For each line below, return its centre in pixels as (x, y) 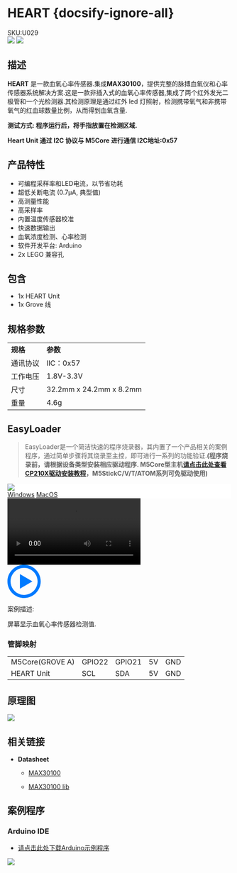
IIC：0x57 (64, 363)
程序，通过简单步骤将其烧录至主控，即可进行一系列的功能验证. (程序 (123, 456)
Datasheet (33, 759)
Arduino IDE (28, 831)
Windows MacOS (33, 495)
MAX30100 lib (49, 786)
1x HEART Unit (39, 296)
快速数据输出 (36, 228)
